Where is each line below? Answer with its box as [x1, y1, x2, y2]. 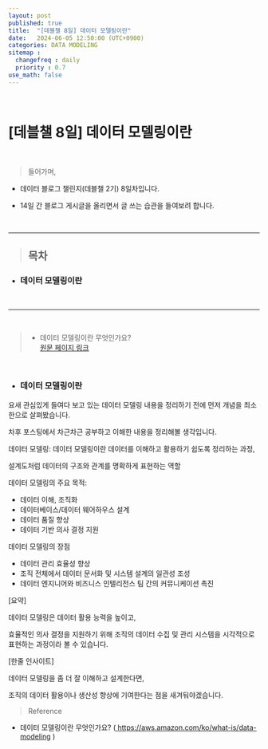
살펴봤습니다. [29, 410, 70, 420]
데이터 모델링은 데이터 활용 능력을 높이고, [8, 612, 136, 622]
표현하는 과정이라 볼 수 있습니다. [8, 639, 109, 648]
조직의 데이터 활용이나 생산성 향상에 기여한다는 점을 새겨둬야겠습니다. [8, 690, 223, 700]
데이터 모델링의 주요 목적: [8, 478, 88, 487]
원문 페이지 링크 [39, 343, 89, 353]
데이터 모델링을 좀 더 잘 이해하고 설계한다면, [8, 673, 145, 683]
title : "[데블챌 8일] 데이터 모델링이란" [8, 26, 132, 34]
